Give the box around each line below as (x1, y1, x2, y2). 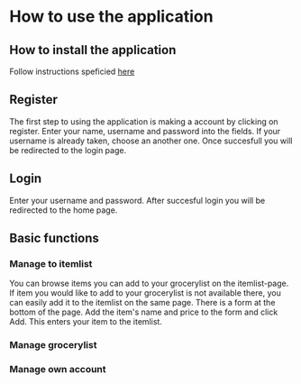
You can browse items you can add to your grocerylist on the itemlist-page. (9, 278, 289, 289)
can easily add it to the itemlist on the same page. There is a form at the (9, 297, 276, 308)
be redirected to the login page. (9, 144, 127, 155)
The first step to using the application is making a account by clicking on (9, 115, 278, 127)
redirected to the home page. (9, 205, 118, 215)
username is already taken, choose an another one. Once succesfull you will (9, 135, 293, 146)
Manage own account (9, 363, 106, 376)
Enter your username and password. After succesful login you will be (9, 195, 266, 206)
